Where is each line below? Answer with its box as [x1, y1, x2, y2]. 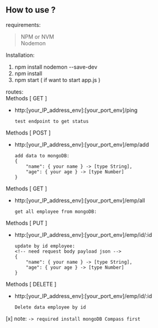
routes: [5, 88, 24, 95]
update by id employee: [14, 243, 76, 249]
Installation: [5, 51, 35, 59]
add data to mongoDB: [14, 152, 70, 158]
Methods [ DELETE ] [5, 280, 57, 288]
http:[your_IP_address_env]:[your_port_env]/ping [14, 106, 138, 114]
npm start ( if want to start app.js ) [14, 76, 101, 83]
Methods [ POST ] [5, 129, 51, 136]
